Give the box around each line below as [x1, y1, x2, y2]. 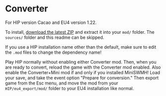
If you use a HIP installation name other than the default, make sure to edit [5, 44, 157, 50]
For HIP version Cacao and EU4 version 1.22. [5, 19, 97, 25]
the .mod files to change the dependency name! [5, 49, 102, 55]
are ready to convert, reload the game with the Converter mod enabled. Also [5, 64, 161, 70]
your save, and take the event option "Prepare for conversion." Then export [5, 75, 159, 81]
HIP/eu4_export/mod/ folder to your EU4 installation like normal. [5, 85, 134, 91]
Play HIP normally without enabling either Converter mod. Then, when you [5, 59, 157, 65]
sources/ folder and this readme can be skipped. [5, 34, 105, 40]
